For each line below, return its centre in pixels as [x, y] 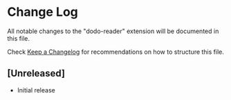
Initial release [36, 90]
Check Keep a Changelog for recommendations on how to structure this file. [116, 52]
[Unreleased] [36, 73]
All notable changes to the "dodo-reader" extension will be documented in [113, 31]
